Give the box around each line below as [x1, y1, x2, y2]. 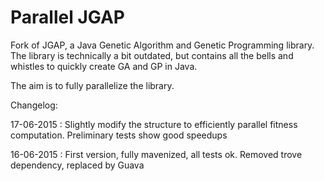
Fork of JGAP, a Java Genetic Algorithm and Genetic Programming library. [10, 39, 315, 51]
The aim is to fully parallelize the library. [10, 79, 175, 91]
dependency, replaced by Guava [10, 159, 145, 171]
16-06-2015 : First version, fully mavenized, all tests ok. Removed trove [10, 148, 303, 160]
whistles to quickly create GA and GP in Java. [10, 60, 198, 72]
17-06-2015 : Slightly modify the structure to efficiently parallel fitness [10, 118, 298, 130]
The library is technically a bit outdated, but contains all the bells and [10, 49, 294, 61]
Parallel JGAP [10, 6, 125, 29]
